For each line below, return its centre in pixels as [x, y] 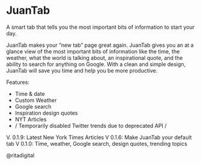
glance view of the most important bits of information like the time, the [93, 51]
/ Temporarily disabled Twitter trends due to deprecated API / [91, 125]
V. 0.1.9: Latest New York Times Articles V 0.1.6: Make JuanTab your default [99, 137]
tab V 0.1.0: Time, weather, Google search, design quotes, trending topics [97, 143]
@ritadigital [20, 155]
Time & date [30, 94]
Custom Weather [36, 100]
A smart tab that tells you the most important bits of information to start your [100, 27]
